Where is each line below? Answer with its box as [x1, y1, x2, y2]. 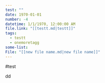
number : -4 [5, 17, 28, 22]
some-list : [5, 45, 28, 50]
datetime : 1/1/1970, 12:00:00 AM [5, 21, 76, 27]
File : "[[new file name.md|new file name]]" [5, 49, 100, 54]
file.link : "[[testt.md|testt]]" [5, 26, 76, 31]
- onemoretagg [10, 40, 39, 45]
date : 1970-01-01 [5, 12, 42, 17]
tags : [5, 31, 17, 36]
